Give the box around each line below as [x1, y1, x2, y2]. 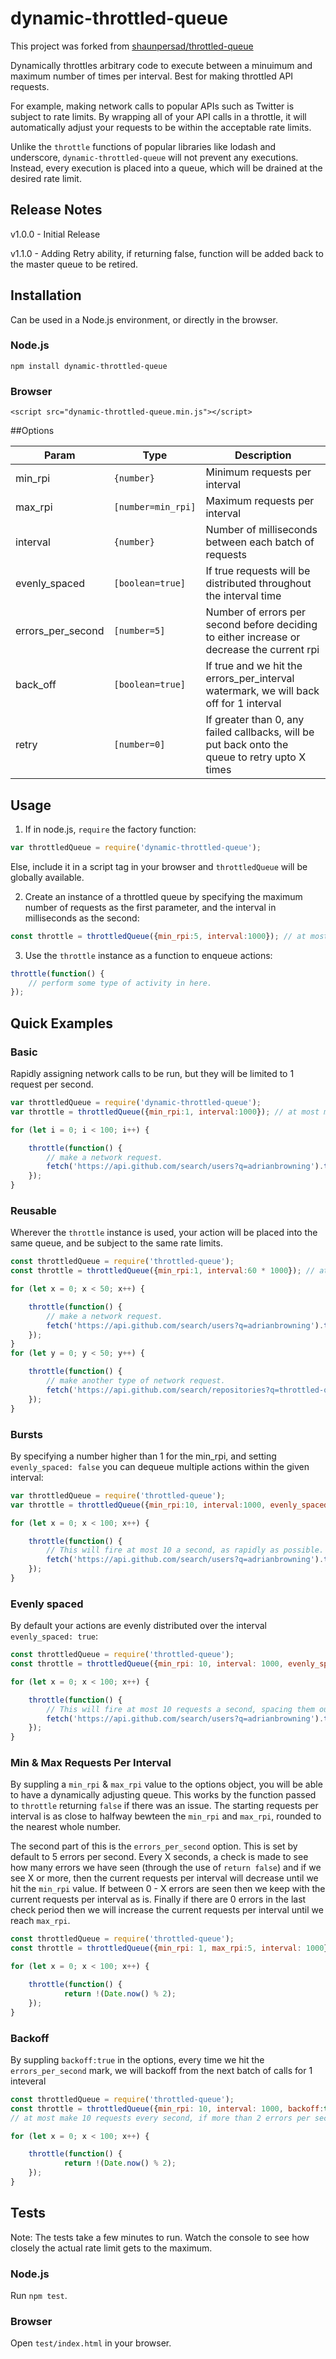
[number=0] [113, 739, 166, 751]
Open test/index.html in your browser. [10, 2337, 172, 2349]
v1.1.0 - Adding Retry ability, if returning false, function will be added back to [10, 247, 324, 259]
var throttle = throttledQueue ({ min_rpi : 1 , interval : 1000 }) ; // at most [10, 1107, 320, 1117]
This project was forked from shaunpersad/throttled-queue [10, 40, 254, 52]
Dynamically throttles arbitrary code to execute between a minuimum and [10, 59, 313, 71]
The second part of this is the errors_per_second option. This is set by [10, 1840, 298, 1852]
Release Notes [10, 202, 103, 219]
